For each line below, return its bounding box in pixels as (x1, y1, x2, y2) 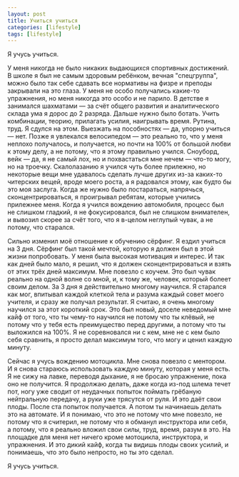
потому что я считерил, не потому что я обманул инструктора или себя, (7, 418, 228, 426)
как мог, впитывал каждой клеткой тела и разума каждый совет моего (7, 290, 225, 298)
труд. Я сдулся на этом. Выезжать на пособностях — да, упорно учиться (7, 124, 230, 133)
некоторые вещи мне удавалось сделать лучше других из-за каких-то (7, 170, 223, 179)
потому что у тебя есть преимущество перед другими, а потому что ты (7, 321, 226, 329)
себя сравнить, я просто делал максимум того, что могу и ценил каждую (7, 336, 233, 344)
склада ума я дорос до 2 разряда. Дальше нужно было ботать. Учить (7, 109, 220, 118)
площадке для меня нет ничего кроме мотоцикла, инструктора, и (7, 433, 208, 441)
